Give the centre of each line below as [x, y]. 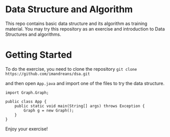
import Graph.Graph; [27, 93]
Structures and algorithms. [33, 34]
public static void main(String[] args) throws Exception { [80, 106]
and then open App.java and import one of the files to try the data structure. [85, 83]
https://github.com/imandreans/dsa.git [48, 74]
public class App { [26, 101]
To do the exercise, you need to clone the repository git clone [71, 69]
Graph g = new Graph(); [49, 111]
